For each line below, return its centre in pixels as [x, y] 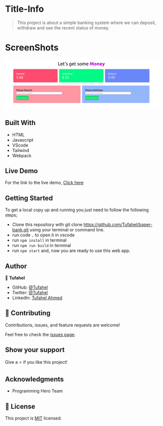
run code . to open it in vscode [43, 235]
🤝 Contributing [28, 313]
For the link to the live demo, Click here [44, 183]
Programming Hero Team [37, 391]
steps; [11, 215]
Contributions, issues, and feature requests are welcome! [63, 325]
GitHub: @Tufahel [30, 287]
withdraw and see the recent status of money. [63, 27]
